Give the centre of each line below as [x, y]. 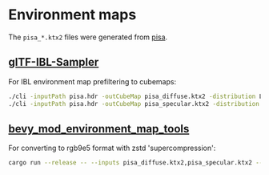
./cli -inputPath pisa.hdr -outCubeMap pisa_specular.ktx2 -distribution [134, 104]
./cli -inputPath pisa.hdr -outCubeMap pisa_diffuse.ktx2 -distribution [132, 96]
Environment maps [72, 15]
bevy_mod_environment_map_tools [99, 129]
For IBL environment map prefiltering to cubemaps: [92, 81]
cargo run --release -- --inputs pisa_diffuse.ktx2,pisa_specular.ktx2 [130, 163]
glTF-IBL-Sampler [54, 62]
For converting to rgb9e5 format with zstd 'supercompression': [112, 148]
